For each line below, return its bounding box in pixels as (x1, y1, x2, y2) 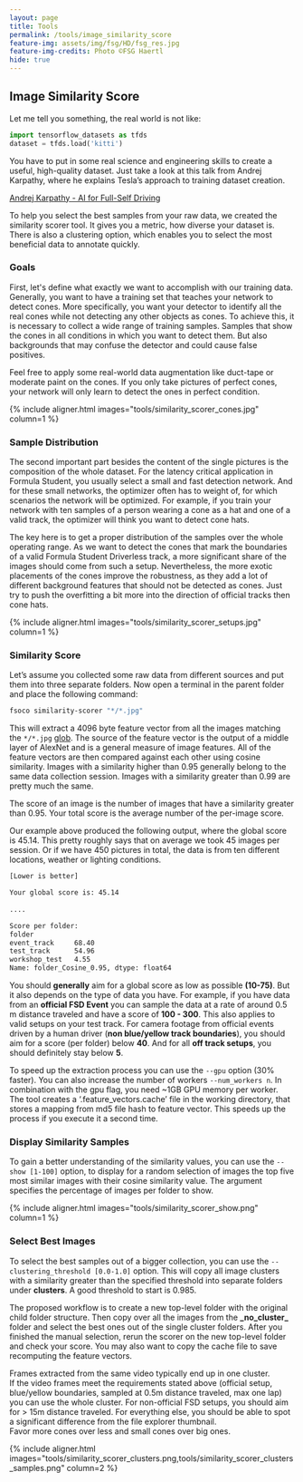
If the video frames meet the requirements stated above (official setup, (9, 1377, 273, 1388)
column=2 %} (66, 1462, 118, 1473)
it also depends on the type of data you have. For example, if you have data (9, 990, 291, 1001)
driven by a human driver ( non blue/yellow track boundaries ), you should (9, 1028, 286, 1039)
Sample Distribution (9, 436, 99, 449)
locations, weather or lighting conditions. (9, 854, 162, 866)
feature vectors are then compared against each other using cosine (9, 751, 260, 762)
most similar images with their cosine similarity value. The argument (9, 1176, 262, 1187)
